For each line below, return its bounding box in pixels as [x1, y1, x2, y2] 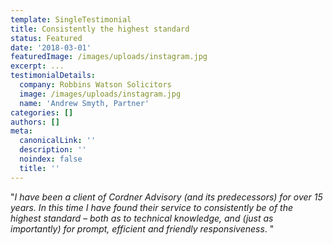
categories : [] [10, 107, 74, 118]
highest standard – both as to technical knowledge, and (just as [10, 212, 274, 224]
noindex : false [19, 154, 83, 164]
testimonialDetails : [10, 71, 97, 81]
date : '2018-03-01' [10, 42, 92, 53]
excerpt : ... [10, 61, 65, 71]
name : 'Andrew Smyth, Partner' [19, 98, 150, 108]
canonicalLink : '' [19, 136, 97, 146]
